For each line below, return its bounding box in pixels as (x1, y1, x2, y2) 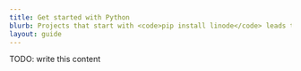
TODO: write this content (9, 54, 101, 65)
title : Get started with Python (9, 12, 130, 22)
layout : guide (9, 29, 63, 38)
